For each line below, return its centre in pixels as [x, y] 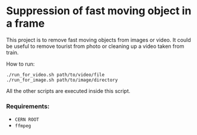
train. [12, 52]
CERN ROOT [27, 120]
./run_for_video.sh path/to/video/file [55, 75]
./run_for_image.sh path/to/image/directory [62, 80]
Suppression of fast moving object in [99, 11]
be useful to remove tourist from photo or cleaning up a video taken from [95, 46]
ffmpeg [23, 126]
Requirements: [28, 106]
